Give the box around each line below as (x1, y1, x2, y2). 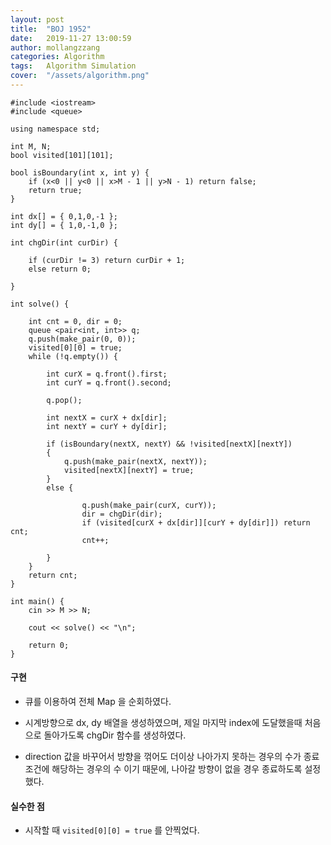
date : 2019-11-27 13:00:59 (10, 33, 132, 43)
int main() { (10, 596, 65, 606)
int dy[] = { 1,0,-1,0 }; (10, 220, 118, 230)
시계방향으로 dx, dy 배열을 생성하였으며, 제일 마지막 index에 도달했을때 (24, 717, 303, 729)
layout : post (10, 14, 65, 25)
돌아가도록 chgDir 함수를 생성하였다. (43, 729, 187, 741)
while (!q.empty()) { (28, 351, 118, 361)
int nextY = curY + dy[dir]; (46, 421, 168, 431)
